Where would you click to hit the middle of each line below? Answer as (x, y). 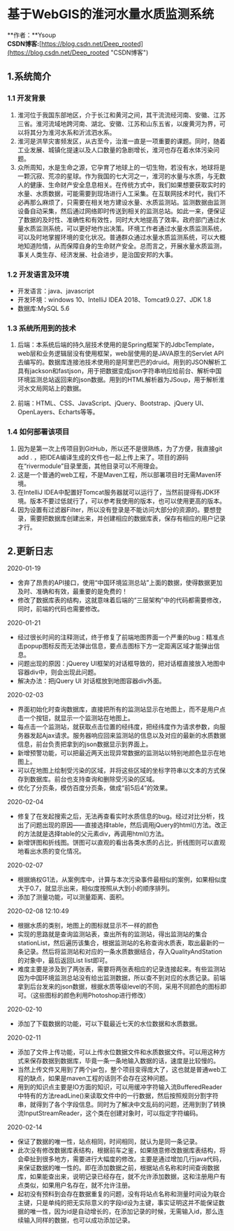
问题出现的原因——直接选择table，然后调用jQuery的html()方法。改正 (129, 825)
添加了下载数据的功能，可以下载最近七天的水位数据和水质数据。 (109, 1024)
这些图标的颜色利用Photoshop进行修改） (91, 996)
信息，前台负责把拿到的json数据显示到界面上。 (85, 744)
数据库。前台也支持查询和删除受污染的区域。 (94, 779)
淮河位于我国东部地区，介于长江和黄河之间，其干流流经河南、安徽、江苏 (121, 115)
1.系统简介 (29, 77)
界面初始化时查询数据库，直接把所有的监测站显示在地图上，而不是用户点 (121, 709)
